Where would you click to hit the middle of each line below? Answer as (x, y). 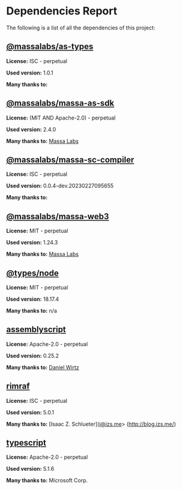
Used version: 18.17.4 (33, 299)
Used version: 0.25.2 (32, 355)
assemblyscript (36, 329)
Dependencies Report (62, 11)
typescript (26, 443)
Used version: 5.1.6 (30, 469)
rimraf (18, 386)
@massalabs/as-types (50, 47)
